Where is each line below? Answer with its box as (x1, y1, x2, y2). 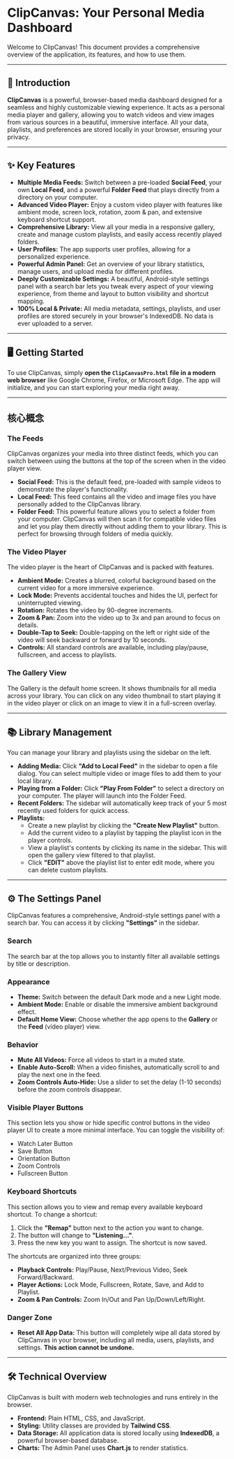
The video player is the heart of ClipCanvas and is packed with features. (7, 563, 214, 571)
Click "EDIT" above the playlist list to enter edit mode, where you (27, 858, 214, 867)
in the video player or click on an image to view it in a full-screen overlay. (7, 698, 217, 707)
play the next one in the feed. (17, 1071, 102, 1079)
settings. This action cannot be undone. (17, 1343, 134, 1352)
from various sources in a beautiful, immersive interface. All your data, (7, 117, 209, 126)
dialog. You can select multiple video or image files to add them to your (17, 770, 221, 778)
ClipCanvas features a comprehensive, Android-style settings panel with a (7, 911, 221, 920)
